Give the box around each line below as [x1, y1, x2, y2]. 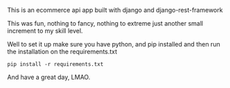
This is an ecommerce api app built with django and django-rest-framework [7, 6, 223, 14]
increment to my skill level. [7, 27, 83, 35]
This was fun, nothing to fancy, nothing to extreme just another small [7, 19, 203, 27]
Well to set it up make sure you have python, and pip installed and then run [7, 40, 220, 48]
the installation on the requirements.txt [7, 48, 118, 55]
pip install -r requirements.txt [7, 61, 104, 68]
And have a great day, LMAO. [7, 73, 91, 81]
